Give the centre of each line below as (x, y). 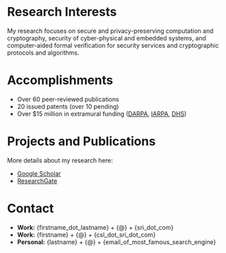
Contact (30, 209)
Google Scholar (39, 173)
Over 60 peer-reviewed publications (68, 99)
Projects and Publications (81, 142)
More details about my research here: (60, 160)
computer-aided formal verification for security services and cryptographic (113, 45)
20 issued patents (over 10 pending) (68, 106)
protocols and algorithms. (43, 53)
